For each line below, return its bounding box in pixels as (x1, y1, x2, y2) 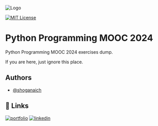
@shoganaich (12, 87, 42, 93)
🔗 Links (5, 102, 29, 110)
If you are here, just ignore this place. (5, 59, 83, 65)
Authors (5, 73, 32, 82)
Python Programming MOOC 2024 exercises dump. (5, 49, 113, 55)
